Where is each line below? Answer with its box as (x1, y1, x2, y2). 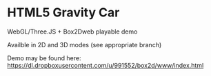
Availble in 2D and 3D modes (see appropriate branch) (7, 40, 162, 49)
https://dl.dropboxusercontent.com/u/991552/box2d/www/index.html (7, 61, 204, 69)
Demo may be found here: (7, 53, 81, 62)
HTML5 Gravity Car (7, 5, 120, 21)
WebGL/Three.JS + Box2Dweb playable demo (7, 27, 138, 36)
